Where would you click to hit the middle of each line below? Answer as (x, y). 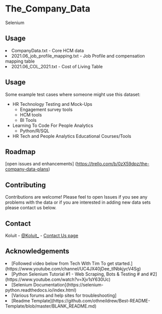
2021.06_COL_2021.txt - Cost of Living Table (57, 66)
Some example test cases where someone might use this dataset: (73, 94)
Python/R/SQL (34, 130)
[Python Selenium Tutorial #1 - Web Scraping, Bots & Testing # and (80, 274)
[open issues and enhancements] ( (41, 164)
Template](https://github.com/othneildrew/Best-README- (91, 300)
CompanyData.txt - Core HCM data (48, 50)
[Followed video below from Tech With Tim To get (63, 263)
